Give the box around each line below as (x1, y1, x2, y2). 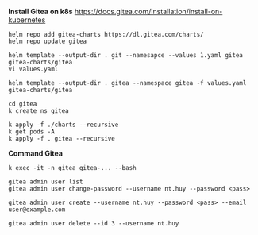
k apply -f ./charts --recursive (8, 121, 119, 129)
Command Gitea (8, 148, 64, 158)
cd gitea (8, 100, 37, 108)
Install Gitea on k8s (8, 7, 73, 16)
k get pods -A (8, 128, 56, 136)
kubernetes (8, 15, 46, 25)
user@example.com (8, 206, 66, 214)
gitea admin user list (8, 178, 83, 186)
